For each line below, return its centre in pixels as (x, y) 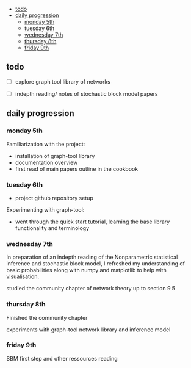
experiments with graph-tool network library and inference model (88, 330)
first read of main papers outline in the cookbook (77, 169)
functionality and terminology (52, 228)
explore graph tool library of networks (63, 81)
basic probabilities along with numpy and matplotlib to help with (86, 270)
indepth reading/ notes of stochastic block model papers (86, 93)
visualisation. (23, 276)
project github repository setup (54, 198)
